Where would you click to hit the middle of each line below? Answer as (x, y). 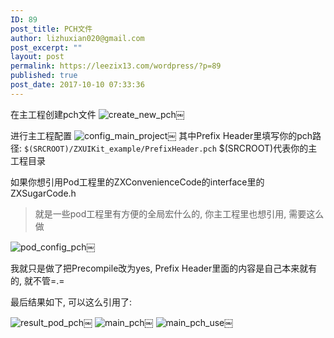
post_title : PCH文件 (51, 29)
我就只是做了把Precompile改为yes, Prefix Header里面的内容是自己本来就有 (164, 268)
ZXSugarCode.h (43, 193)
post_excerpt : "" (46, 47)
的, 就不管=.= (37, 280)
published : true (44, 76)
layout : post (37, 57)
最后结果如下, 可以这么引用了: (71, 302)
